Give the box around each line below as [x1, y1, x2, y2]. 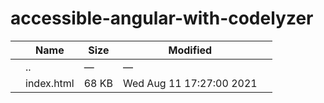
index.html [25, 76, 75, 90]
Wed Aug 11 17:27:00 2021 [122, 76, 258, 90]
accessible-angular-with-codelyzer [10, 7, 314, 30]
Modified [168, 43, 213, 57]
